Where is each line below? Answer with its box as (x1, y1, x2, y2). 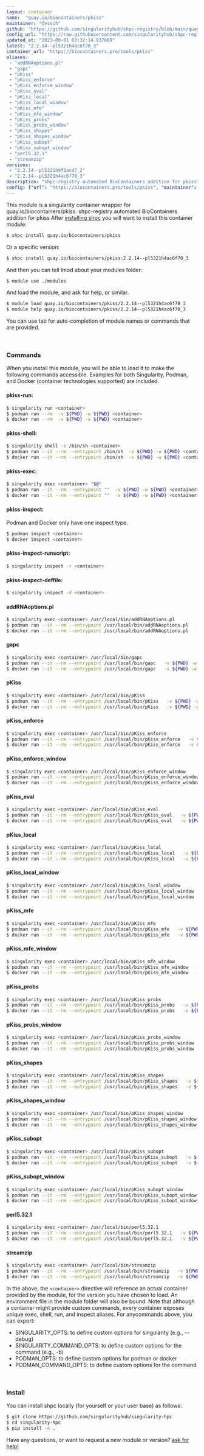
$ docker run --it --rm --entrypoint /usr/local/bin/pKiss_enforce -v (6, 742, 194, 748)
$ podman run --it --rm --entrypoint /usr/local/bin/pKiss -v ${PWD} (6, 698, 191, 704)
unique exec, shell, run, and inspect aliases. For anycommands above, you (6, 1310, 192, 1318)
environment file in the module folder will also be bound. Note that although (6, 1298, 195, 1305)
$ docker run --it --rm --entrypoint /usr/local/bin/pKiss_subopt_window (6, 1198, 197, 1204)
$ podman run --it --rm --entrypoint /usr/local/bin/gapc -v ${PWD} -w (6, 660, 197, 666)
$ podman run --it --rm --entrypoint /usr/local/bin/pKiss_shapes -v (6, 1078, 191, 1085)
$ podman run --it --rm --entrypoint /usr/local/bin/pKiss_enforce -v (6, 736, 194, 742)
